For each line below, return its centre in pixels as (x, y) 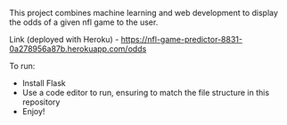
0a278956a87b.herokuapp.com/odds (78, 49)
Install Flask (44, 83)
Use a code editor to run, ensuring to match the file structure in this (146, 93)
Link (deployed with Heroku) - (64, 39)
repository (41, 102)
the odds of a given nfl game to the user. (84, 22)
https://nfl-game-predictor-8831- (182, 39)
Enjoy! (33, 111)
